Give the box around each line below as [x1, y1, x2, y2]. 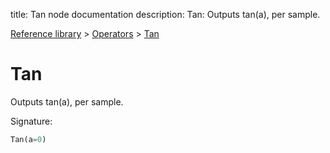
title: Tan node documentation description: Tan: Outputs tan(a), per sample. [10, 9, 321, 20]
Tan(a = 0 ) [10, 134, 47, 144]
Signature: [10, 115, 53, 127]
